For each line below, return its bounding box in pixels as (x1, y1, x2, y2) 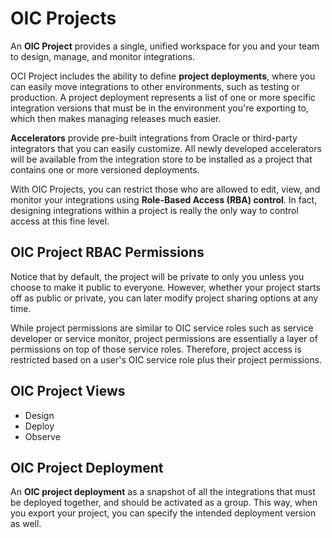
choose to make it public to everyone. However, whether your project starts (10, 281, 321, 293)
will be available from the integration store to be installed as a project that (10, 153, 313, 165)
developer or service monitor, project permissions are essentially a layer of (10, 332, 318, 344)
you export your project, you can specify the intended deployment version (10, 507, 317, 519)
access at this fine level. (10, 215, 110, 227)
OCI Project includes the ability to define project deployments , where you (10, 70, 316, 82)
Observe (24, 430, 61, 442)
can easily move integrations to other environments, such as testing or (10, 80, 301, 92)
